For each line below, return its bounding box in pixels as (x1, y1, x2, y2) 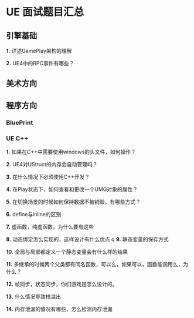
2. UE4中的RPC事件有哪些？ (6, 60, 74, 66)
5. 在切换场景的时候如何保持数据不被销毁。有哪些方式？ (6, 198, 141, 205)
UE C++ (6, 134, 29, 142)
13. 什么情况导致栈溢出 (6, 293, 62, 300)
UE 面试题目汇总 (6, 5, 84, 19)
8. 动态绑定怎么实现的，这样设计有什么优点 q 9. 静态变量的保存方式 (6, 236, 169, 243)
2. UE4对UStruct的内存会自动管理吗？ (6, 161, 98, 168)
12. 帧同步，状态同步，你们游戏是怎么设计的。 (6, 280, 118, 287)
